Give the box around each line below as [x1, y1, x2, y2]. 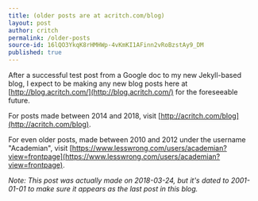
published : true [8, 48, 62, 56]
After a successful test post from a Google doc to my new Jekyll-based [8, 71, 242, 79]
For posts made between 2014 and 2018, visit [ [8, 111, 161, 120]
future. [8, 96, 30, 105]
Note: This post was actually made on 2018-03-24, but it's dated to [8, 176, 229, 185]
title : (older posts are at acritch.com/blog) [8, 11, 165, 20]
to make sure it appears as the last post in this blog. [27, 184, 198, 193]
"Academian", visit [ [8, 144, 73, 153]
